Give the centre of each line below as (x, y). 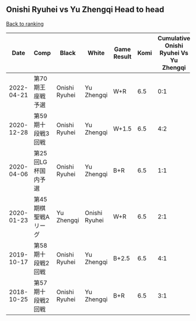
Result (123, 56)
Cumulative (174, 38)
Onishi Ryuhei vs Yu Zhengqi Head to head (85, 10)
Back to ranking (25, 23)
